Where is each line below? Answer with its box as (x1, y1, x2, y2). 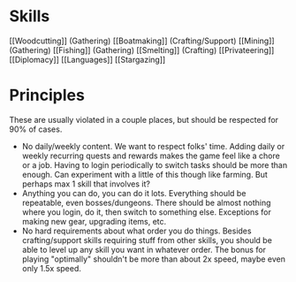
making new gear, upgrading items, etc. (21, 216, 167, 226)
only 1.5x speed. (21, 263, 82, 273)
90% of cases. (9, 124, 63, 134)
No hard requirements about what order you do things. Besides (21, 225, 252, 236)
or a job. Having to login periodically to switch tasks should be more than (21, 159, 288, 170)
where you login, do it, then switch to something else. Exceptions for (21, 206, 271, 217)
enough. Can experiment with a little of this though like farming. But (21, 169, 268, 179)
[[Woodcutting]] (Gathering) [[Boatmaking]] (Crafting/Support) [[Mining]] (9, 35, 276, 46)
